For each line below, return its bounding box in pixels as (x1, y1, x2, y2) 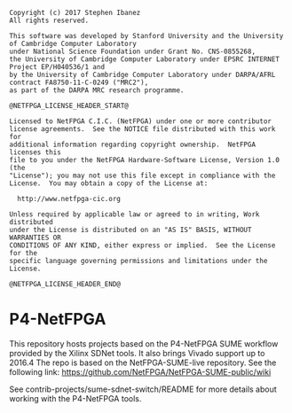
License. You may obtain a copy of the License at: (9, 179, 209, 188)
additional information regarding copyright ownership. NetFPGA (9, 140, 256, 149)
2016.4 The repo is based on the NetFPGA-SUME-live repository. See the (9, 357, 277, 368)
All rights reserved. (9, 16, 90, 25)
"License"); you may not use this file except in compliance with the (9, 171, 276, 180)
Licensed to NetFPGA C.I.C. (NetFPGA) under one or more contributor (9, 117, 272, 126)
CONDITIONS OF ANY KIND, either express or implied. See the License (9, 241, 276, 250)
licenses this (9, 148, 62, 157)
